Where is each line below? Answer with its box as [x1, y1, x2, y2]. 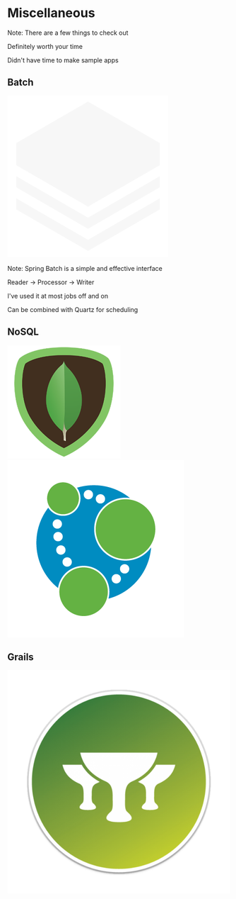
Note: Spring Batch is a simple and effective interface [7, 264, 163, 272]
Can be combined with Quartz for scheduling [7, 305, 138, 313]
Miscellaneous [7, 5, 95, 21]
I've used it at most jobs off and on [7, 291, 108, 300]
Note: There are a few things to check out [7, 28, 129, 37]
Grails [7, 651, 34, 663]
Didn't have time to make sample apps [7, 55, 119, 65]
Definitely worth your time [7, 42, 83, 50]
